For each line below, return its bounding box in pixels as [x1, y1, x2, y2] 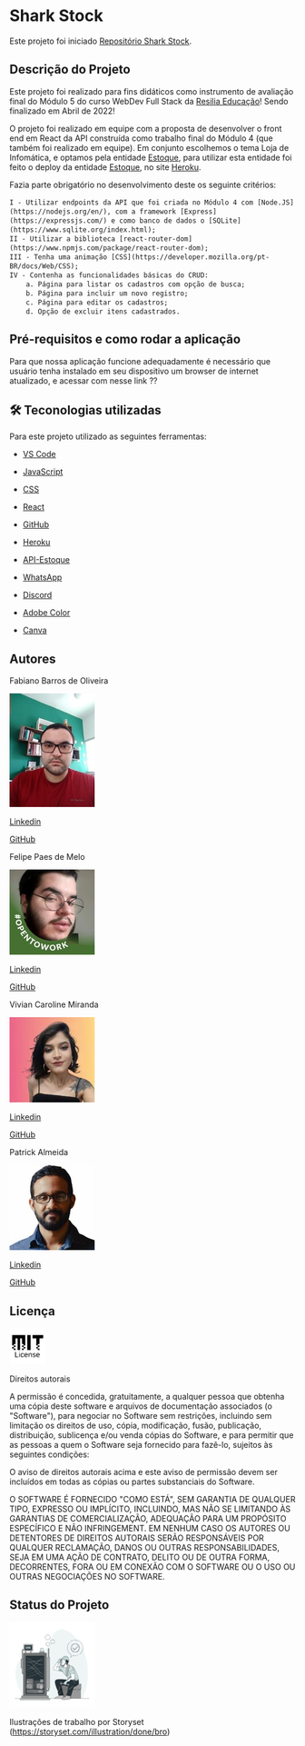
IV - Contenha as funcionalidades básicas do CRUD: [9, 270, 209, 280]
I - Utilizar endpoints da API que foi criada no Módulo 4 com [9, 197, 254, 207]
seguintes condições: [9, 1449, 90, 1460]
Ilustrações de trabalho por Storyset [9, 1716, 144, 1727]
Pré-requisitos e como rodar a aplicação [9, 332, 241, 347]
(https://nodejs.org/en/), [9, 206, 112, 216]
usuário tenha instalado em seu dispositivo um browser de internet [9, 365, 259, 376]
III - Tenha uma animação [9, 252, 107, 262]
